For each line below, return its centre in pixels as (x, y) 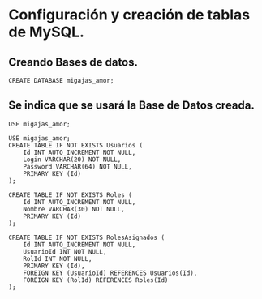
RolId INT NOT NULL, (58, 258)
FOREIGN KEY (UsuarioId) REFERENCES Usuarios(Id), (110, 273)
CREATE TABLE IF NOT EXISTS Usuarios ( (76, 145)
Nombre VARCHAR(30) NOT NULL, (74, 209)
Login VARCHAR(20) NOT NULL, (72, 160)
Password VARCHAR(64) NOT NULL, (77, 167)
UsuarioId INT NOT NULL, (65, 252)
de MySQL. (47, 32)
